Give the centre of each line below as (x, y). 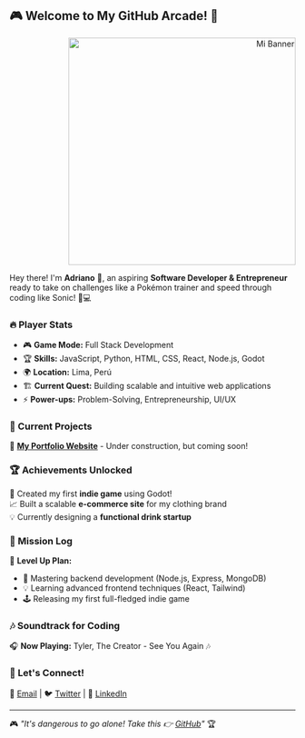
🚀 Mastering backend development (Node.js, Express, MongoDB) (144, 578)
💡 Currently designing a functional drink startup (101, 516)
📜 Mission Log (41, 541)
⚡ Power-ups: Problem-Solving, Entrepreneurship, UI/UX (129, 400)
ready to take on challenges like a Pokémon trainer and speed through (141, 287)
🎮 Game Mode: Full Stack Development (98, 345)
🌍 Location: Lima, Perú (67, 373)
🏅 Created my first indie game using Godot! (91, 494)
